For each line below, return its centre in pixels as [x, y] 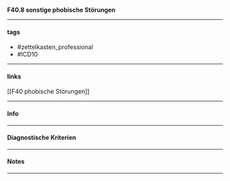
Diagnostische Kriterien [42, 138]
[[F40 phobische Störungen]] [49, 92]
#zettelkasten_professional [55, 47]
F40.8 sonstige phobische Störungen [61, 10]
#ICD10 [27, 55]
